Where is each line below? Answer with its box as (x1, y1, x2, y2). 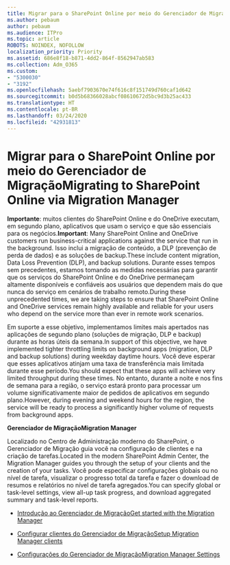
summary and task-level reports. (7, 496, 99, 504)
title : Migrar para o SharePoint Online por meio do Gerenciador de (7, 10, 207, 17)
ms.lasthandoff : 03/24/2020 (7, 112, 88, 119)
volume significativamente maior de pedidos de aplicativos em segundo (7, 389, 210, 397)
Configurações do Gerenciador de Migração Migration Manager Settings (16, 551, 220, 559)
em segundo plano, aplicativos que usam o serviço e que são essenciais (7, 222, 212, 230)
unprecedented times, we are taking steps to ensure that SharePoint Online (7, 295, 219, 303)
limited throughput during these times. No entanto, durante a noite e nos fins (7, 374, 223, 382)
